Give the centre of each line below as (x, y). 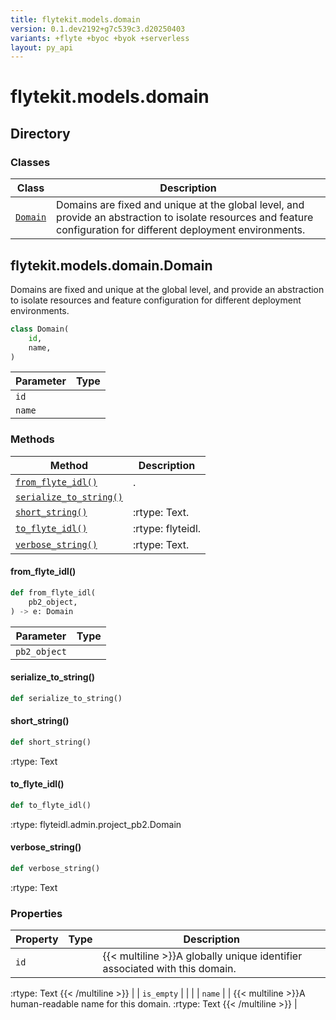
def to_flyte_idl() (51, 805)
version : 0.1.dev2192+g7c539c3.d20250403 (98, 29)
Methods (32, 439)
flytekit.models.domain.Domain (111, 265)
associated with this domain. (169, 969)
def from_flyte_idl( (53, 592)
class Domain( (40, 329)
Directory (40, 133)
